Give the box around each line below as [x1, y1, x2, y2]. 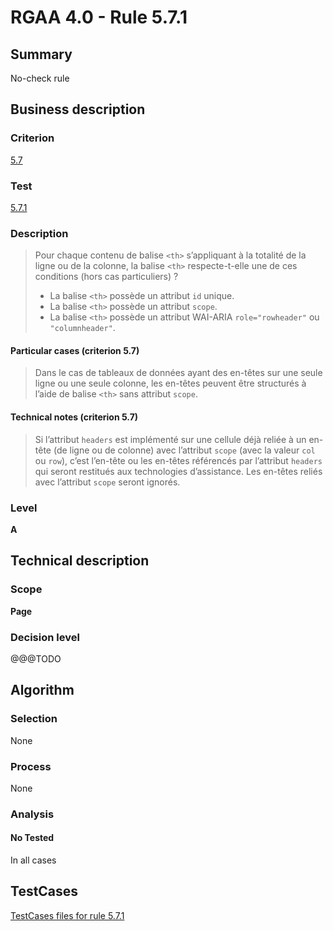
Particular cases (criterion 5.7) [10, 344, 140, 356]
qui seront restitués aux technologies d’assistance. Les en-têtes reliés [34, 465, 323, 477]
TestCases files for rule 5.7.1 [10, 909, 125, 921]
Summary [10, 46, 73, 63]
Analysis [10, 807, 55, 821]
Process [10, 759, 52, 773]
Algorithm [10, 682, 75, 699]
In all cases [10, 854, 57, 866]
